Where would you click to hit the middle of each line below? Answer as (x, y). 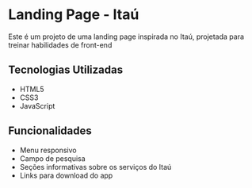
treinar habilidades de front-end (60, 44)
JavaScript (37, 106)
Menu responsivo (48, 150)
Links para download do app (66, 175)
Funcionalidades (50, 131)
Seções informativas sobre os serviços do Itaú (95, 167)
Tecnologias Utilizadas (66, 70)
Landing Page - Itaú (74, 15)
